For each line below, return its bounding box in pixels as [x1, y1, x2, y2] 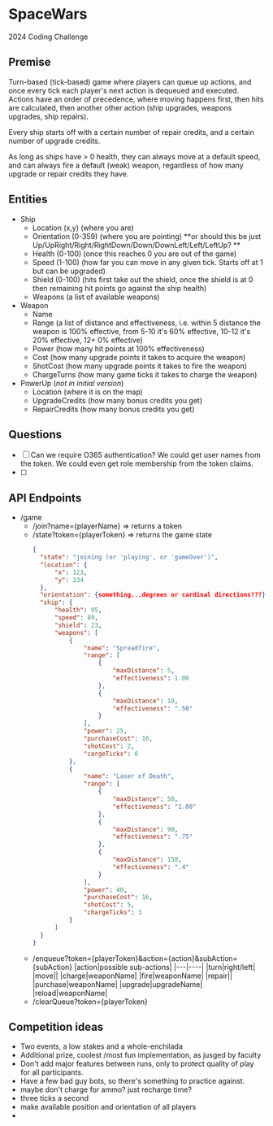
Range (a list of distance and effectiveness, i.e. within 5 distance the [32, 318, 262, 328]
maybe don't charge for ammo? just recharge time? [19, 1085, 193, 1094]
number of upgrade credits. [8, 136, 101, 146]
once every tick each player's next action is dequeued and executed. [8, 85, 240, 95]
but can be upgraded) [32, 266, 106, 276]
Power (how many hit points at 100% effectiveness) [32, 343, 205, 354]
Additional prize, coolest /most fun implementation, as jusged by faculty [19, 1050, 262, 1060]
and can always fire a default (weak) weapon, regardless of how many [8, 160, 244, 170]
